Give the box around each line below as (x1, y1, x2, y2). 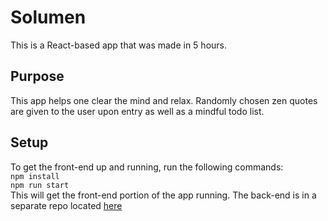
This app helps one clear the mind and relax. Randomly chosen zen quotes (10, 94, 318, 106)
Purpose (10, 68, 65, 85)
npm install (10, 171, 60, 181)
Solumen (10, 6, 87, 29)
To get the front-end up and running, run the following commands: (10, 161, 284, 173)
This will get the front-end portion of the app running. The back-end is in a (10, 189, 317, 201)
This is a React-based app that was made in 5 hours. (10, 39, 228, 51)
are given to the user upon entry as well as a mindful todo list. (10, 105, 265, 117)
